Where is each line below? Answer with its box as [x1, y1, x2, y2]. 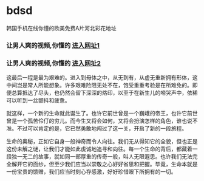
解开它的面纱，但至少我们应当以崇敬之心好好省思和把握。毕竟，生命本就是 [11, 160, 198, 168]
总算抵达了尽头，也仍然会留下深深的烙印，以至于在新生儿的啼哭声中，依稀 [11, 89, 198, 97]
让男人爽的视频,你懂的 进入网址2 [6, 59, 101, 67]
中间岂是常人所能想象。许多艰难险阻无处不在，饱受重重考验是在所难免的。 [6, 81, 192, 89]
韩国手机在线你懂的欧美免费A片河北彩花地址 [6, 24, 117, 32]
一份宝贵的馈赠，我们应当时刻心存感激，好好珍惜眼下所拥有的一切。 [6, 168, 177, 176]
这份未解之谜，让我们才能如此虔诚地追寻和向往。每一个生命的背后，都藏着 [6, 145, 192, 152]
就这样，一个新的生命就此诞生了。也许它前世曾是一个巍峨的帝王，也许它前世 [6, 110, 198, 117]
